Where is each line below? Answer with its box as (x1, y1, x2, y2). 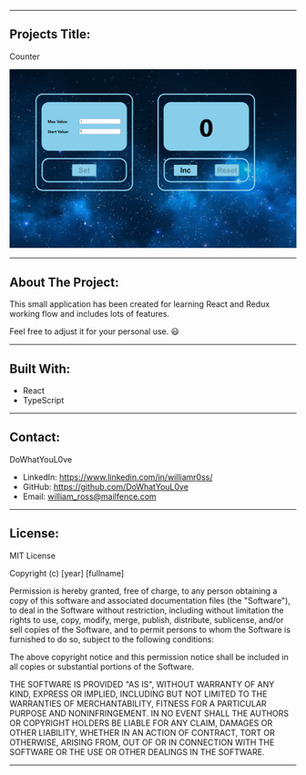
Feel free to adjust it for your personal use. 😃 (9, 326, 180, 337)
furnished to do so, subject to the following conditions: (9, 634, 214, 645)
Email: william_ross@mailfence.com (22, 491, 157, 502)
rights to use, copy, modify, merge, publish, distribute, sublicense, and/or (9, 614, 284, 625)
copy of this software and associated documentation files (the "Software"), (9, 595, 291, 606)
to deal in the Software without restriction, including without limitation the (9, 605, 284, 616)
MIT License (9, 550, 56, 561)
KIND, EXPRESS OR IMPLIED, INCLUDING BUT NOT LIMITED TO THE (9, 688, 268, 699)
